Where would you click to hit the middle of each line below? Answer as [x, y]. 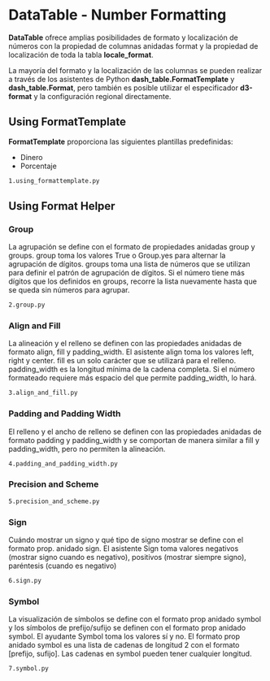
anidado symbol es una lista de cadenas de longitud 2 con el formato [124, 645]
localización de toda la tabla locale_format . [81, 54]
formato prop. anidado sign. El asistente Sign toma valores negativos [124, 549]
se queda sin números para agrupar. [69, 290]
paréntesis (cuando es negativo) [63, 566]
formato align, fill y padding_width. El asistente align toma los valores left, [131, 352]
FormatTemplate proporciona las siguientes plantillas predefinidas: [121, 141]
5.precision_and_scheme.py [54, 501]
